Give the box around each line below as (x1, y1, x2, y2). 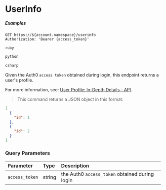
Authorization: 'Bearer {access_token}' (5, 37, 90, 42)
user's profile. (5, 77, 34, 83)
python (5, 54, 19, 59)
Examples (5, 20, 26, 26)
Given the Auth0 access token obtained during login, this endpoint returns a (5, 72, 159, 77)
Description (61, 162, 89, 169)
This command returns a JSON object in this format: (17, 96, 124, 102)
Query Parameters (5, 150, 50, 156)
